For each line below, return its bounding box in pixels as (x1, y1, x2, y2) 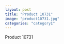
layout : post (5, 7, 32, 12)
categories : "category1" (5, 21, 55, 26)
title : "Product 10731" (5, 12, 53, 17)
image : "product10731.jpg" (5, 16, 60, 21)
